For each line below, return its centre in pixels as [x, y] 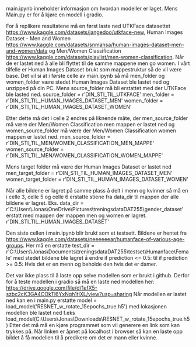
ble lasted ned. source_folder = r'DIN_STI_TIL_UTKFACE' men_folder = [90, 94]
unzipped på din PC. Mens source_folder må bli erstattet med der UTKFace [96, 88]
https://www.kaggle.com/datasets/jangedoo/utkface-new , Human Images [94, 32]
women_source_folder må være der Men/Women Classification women [91, 130]
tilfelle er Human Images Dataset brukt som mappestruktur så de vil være [94, 69]
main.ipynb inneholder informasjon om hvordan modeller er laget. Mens [92, 8]
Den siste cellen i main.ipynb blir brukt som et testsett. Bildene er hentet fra [97, 233]
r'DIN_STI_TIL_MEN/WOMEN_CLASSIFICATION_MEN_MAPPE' [80, 143]
